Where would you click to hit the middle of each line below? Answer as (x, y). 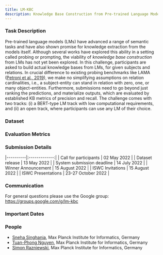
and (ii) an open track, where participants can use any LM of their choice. (78, 108)
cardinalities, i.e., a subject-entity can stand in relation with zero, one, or (77, 82)
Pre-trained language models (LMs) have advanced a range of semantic (77, 41)
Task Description (25, 31)
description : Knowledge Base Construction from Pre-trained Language (77, 14)
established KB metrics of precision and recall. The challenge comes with (78, 98)
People (13, 227)
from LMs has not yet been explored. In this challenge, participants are (76, 62)
